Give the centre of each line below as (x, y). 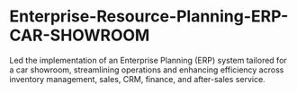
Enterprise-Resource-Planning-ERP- (149, 17)
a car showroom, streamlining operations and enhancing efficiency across (147, 70)
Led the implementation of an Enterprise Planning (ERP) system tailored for (148, 60)
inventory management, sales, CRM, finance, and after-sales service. (137, 79)
